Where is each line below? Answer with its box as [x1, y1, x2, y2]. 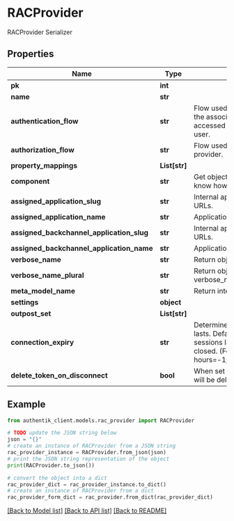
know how [194, 180, 228, 190]
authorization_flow [10, 145, 75, 155]
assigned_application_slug [10, 196, 102, 206]
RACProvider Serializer [7, 28, 73, 36]
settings [10, 297, 39, 307]
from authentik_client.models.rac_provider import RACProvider [7, 417, 195, 424]
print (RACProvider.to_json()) [7, 462, 95, 469]
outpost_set [10, 309, 52, 318]
